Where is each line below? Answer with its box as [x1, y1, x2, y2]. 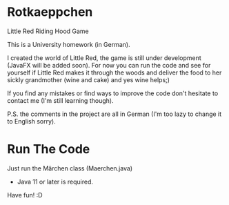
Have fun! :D [7, 191, 43, 199]
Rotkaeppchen [7, 4, 93, 20]
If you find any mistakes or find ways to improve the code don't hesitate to [7, 89, 219, 97]
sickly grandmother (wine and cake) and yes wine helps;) [7, 75, 170, 84]
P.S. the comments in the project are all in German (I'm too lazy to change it [7, 110, 222, 118]
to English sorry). [7, 117, 57, 125]
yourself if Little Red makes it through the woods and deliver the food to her [7, 68, 222, 77]
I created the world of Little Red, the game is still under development [7, 53, 201, 62]
